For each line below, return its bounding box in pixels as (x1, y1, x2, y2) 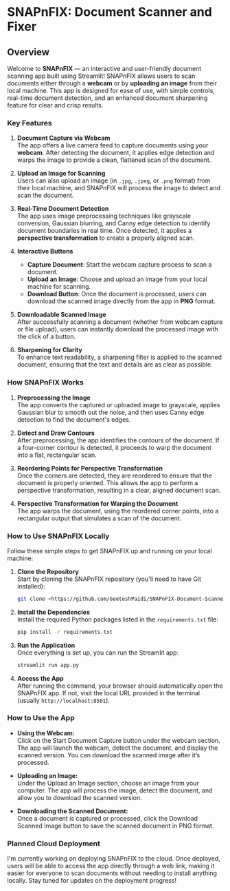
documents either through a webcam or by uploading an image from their (7, 79, 218, 87)
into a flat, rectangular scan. (16, 451, 97, 459)
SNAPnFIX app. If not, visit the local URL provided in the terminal (16, 688, 200, 697)
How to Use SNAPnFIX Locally (7, 531, 110, 541)
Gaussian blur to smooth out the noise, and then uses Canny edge (16, 408, 205, 416)
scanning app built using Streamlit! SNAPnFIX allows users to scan (7, 72, 196, 80)
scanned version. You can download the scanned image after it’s (16, 750, 200, 759)
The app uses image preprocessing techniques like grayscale (16, 212, 191, 221)
